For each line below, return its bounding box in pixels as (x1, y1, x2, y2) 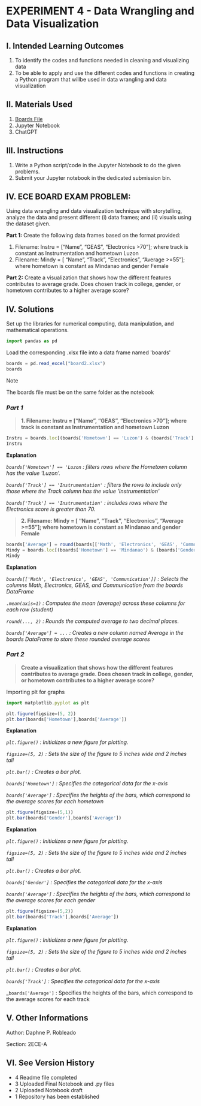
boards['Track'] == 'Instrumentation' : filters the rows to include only (6, 481, 182, 488)
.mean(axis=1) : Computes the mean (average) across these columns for (6, 599, 185, 607)
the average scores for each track (6, 995, 90, 1002)
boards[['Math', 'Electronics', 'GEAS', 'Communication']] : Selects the (6, 575, 188, 582)
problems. (14, 168, 40, 175)
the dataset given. (6, 220, 51, 227)
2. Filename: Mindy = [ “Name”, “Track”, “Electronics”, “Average (20, 517, 184, 524)
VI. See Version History (6, 1058, 95, 1068)
